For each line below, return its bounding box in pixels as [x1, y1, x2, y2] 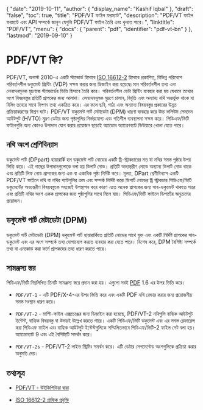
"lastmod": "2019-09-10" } [6, 32, 73, 39]
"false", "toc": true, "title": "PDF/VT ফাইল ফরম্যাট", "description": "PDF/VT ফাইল [6, 12, 194, 19]
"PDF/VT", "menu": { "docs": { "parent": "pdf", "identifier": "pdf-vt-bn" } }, [6, 26, 193, 32]
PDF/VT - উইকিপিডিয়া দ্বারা [15, 384, 69, 392]
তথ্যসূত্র [6, 368, 25, 378]
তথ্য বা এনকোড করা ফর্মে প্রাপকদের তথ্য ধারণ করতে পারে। [6, 245, 108, 252]
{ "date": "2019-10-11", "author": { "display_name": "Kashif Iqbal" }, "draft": [6, 5, 193, 12]
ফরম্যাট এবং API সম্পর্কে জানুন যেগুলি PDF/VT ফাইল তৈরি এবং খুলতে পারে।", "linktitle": [6, 18, 174, 26]
